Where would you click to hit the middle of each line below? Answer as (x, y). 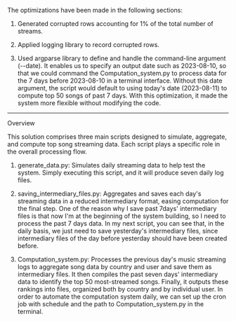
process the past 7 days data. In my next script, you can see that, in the (121, 223)
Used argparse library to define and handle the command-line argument (122, 58)
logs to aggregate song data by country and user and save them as (114, 267)
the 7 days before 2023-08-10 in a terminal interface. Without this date (120, 81)
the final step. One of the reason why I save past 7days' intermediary (117, 209)
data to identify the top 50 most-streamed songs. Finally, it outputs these (123, 282)
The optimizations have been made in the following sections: (95, 10)
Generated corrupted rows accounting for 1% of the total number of (115, 23)
